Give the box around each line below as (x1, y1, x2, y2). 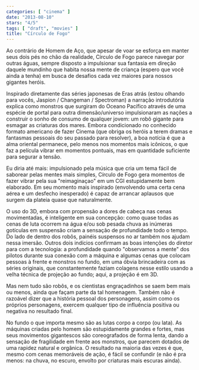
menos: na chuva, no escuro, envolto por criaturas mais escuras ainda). (6, 357, 182, 364)
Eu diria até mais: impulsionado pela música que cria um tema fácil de (6, 165, 177, 172)
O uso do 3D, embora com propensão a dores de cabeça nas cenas (6, 208, 172, 215)
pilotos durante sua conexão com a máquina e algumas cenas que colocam (6, 252, 191, 259)
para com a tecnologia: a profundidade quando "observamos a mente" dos (6, 246, 190, 253)
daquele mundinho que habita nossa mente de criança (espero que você (6, 66, 184, 73)
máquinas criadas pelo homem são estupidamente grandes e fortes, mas (6, 325, 185, 333)
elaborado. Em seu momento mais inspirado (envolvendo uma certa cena (6, 184, 185, 191)
